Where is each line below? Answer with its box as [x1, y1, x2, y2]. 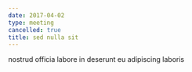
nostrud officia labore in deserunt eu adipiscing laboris [8, 55, 185, 64]
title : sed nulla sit [8, 33, 79, 41]
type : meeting [8, 19, 55, 27]
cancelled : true [8, 26, 61, 34]
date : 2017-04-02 [8, 11, 65, 20]
